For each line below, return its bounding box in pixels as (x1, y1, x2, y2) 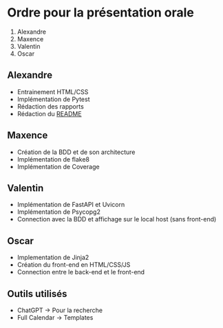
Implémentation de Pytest (17, 95, 90, 103)
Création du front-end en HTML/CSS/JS (17, 261, 131, 269)
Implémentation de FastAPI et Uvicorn (17, 201, 125, 209)
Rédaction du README (17, 109, 82, 118)
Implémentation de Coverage (17, 162, 100, 171)
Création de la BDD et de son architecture (17, 148, 136, 156)
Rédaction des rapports (17, 102, 84, 111)
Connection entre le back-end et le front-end (17, 268, 145, 276)
